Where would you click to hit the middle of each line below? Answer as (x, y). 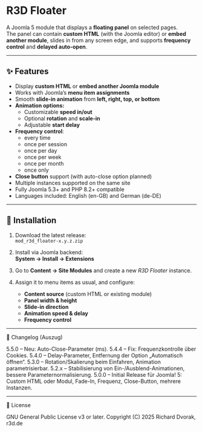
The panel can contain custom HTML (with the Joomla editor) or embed (96, 33)
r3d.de (14, 423)
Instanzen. (19, 387)
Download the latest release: (50, 235)
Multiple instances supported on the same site (73, 183)
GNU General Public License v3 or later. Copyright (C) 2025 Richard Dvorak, (101, 417)
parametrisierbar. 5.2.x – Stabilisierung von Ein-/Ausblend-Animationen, (95, 368)
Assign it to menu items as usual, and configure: (75, 282)
